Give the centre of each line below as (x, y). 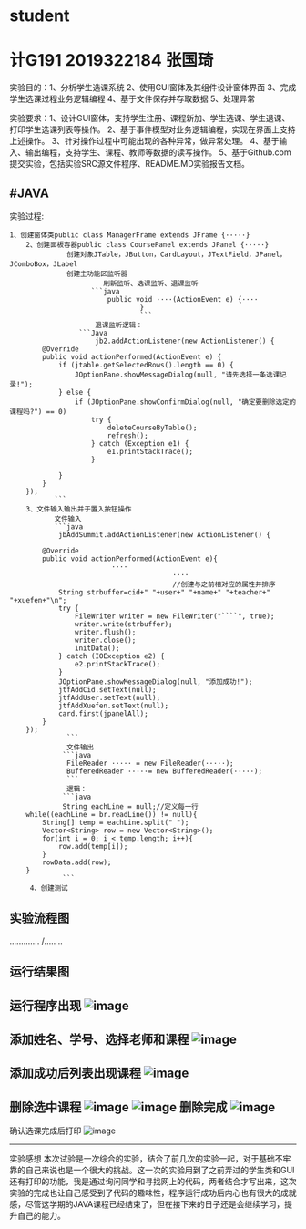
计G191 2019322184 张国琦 (112, 61)
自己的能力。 (41, 1216)
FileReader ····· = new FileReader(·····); (150, 763)
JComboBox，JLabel (44, 264)
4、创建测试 (49, 888)
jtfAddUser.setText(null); (109, 697)
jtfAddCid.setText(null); (107, 689)
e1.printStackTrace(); (150, 451)
